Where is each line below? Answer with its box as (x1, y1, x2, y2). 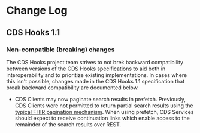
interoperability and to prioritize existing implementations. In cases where (6, 71, 187, 78)
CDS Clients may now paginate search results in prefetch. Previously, (14, 95, 186, 103)
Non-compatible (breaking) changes (6, 45, 115, 54)
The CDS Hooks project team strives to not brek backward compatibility (6, 58, 184, 66)
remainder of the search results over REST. (14, 120, 122, 128)
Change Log (6, 4, 68, 17)
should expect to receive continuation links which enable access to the (14, 115, 190, 122)
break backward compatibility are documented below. (6, 84, 139, 91)
